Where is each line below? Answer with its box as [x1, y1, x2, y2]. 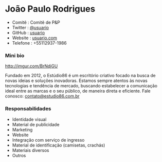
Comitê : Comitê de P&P [12, 19, 60, 25]
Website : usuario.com [12, 35, 57, 41]
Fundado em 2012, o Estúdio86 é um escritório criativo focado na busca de [5, 73, 156, 79]
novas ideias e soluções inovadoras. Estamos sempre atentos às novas [5, 78, 147, 83]
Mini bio [5, 52, 24, 59]
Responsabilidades [5, 105, 52, 112]
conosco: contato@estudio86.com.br [5, 93, 80, 99]
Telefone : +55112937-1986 [12, 40, 67, 46]
